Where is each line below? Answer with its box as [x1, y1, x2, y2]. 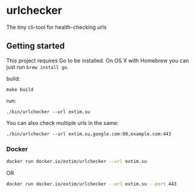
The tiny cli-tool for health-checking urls [6, 23, 107, 31]
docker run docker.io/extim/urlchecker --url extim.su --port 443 [6, 181, 177, 187]
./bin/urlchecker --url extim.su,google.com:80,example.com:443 [6, 130, 171, 137]
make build [6, 87, 34, 93]
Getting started [6, 41, 65, 51]
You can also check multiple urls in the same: [6, 119, 119, 126]
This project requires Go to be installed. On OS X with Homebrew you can [6, 57, 189, 64]
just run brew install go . [6, 63, 69, 70]
